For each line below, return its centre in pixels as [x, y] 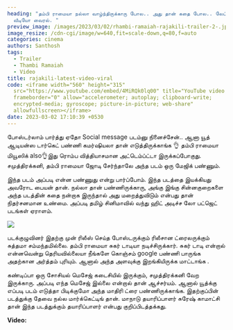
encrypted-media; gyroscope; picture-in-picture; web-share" [104, 104]
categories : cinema [35, 40]
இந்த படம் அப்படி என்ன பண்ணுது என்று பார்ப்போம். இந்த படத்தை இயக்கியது [109, 179]
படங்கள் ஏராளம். [30, 211]
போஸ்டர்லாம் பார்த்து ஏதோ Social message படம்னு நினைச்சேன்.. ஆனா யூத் [109, 137]
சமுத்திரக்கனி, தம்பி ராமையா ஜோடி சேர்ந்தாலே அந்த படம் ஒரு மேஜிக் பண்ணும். [114, 165]
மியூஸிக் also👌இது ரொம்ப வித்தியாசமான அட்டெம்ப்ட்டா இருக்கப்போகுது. [104, 155]
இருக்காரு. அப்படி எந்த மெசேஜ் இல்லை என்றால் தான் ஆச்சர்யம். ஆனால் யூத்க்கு [112, 283]
